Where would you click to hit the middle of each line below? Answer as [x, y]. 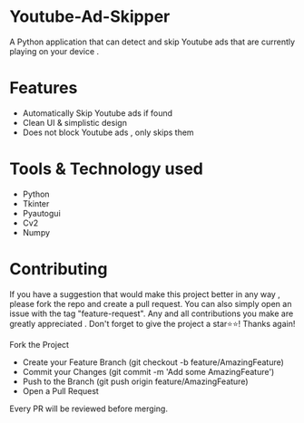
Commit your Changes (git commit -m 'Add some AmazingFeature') [148, 371]
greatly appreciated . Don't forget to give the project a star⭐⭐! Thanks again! [152, 323]
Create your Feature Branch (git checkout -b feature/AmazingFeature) [153, 362]
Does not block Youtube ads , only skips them [108, 132]
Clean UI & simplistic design [74, 122]
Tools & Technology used [107, 169]
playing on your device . [54, 51]
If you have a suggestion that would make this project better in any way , [145, 294]
